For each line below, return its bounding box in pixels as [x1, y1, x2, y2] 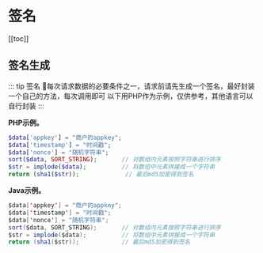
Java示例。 [8, 186, 46, 194]
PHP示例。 [8, 118, 44, 127]
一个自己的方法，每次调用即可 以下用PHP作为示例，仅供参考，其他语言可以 [8, 91, 253, 100]
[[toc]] [8, 33, 29, 43]
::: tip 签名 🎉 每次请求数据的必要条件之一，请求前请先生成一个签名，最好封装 [8, 81, 255, 91]
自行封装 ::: [8, 100, 45, 111]
